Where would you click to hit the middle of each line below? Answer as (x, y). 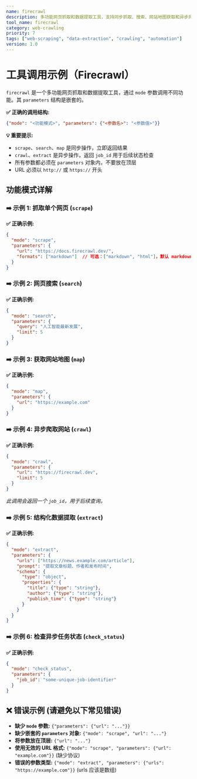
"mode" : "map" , (30, 392)
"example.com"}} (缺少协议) (47, 755)
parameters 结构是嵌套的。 (55, 100)
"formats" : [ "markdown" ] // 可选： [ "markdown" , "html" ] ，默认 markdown (105, 256)
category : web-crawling (35, 28)
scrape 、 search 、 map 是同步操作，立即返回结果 (71, 148)
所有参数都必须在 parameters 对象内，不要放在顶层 (75, 162)
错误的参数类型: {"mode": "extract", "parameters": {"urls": (89, 762)
